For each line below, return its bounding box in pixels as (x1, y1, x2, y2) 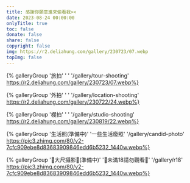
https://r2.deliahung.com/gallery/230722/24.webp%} (6, 98, 140, 106)
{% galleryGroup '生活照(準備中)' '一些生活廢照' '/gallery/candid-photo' (6, 130, 185, 137)
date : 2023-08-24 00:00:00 (6, 15, 75, 21)
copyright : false (6, 43, 51, 49)
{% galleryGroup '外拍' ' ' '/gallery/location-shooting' (6, 91, 139, 98)
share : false (6, 37, 40, 43)
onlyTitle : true (6, 20, 47, 26)
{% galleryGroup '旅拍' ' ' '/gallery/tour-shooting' (6, 71, 129, 79)
